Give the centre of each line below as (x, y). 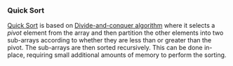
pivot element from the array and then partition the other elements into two (115, 33)
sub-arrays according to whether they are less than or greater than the (109, 40)
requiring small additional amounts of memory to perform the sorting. (126, 55)
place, (16, 55)
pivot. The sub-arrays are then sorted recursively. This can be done (105, 48)
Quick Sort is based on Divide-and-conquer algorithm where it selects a (111, 26)
